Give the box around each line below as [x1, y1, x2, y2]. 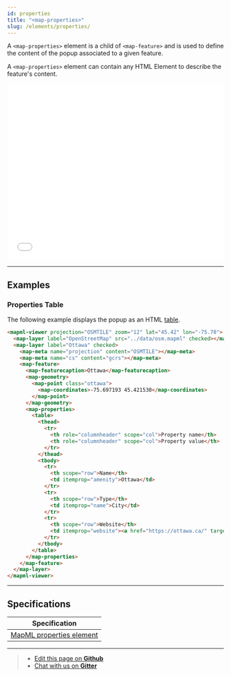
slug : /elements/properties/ [7, 23, 91, 30]
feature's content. [7, 70, 58, 78]
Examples [7, 279, 50, 290]
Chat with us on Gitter [34, 662, 98, 670]
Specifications [7, 598, 71, 610]
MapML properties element [10, 630, 98, 639]
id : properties [7, 10, 51, 17]
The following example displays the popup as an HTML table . [7, 315, 181, 324]
